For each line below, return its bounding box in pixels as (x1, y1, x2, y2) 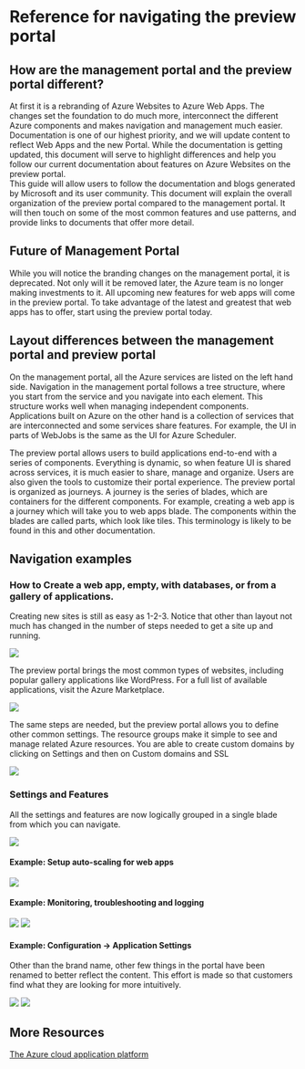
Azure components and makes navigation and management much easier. (9, 121, 283, 131)
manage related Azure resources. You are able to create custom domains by (9, 739, 295, 749)
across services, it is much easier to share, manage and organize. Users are (9, 466, 294, 477)
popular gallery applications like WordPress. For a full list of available (9, 675, 268, 686)
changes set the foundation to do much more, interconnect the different (9, 110, 279, 121)
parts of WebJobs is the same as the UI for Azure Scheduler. (9, 429, 237, 440)
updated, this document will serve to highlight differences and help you (9, 149, 276, 160)
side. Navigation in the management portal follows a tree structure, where (9, 381, 286, 392)
